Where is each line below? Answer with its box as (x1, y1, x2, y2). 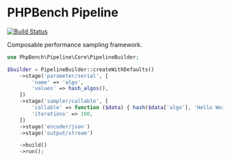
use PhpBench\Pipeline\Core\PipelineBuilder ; (7, 53, 139, 61)
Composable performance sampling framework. (7, 40, 142, 48)
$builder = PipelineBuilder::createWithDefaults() (7, 66, 155, 73)
